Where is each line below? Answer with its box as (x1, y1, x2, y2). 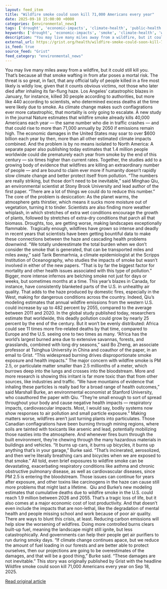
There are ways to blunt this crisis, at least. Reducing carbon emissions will (5, 516, 159, 522)
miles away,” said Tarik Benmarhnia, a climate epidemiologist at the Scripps (5, 252, 160, 258)
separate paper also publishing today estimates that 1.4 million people (5, 146, 148, 152)
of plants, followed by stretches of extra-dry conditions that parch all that (5, 215, 155, 221)
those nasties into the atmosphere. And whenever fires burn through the (5, 431, 153, 437)
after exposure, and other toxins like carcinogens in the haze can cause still (5, 479, 160, 485)
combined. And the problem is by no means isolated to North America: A (5, 141, 154, 147)
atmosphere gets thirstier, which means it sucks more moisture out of (5, 199, 148, 205)
